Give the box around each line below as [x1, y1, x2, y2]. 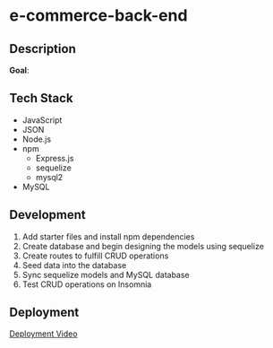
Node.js [21, 134, 52, 144]
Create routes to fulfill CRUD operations [21, 250, 169, 261]
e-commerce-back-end [9, 5, 188, 26]
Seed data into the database [21, 259, 127, 270]
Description [9, 41, 76, 57]
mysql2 [35, 171, 64, 182]
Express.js [35, 152, 74, 163]
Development [9, 207, 87, 222]
